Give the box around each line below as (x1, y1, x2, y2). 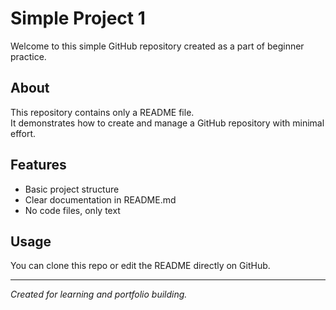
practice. (10, 50, 47, 62)
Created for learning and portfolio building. (10, 288, 188, 301)
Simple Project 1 (10, 7, 146, 30)
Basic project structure (24, 183, 120, 195)
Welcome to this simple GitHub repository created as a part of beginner (10, 40, 305, 52)
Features (10, 157, 67, 174)
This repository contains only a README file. (10, 106, 195, 118)
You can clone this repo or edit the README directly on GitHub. (10, 260, 271, 272)
